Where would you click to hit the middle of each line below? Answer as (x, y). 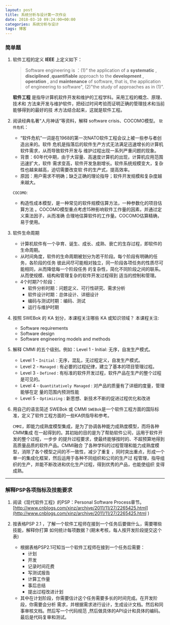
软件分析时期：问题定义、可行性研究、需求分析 (76, 288)
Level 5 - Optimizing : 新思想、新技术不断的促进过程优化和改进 (85, 398)
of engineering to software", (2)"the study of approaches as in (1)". (95, 87)
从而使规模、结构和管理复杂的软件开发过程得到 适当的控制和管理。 (90, 275)
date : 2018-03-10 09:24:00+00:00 (40, 19)
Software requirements (44, 328)
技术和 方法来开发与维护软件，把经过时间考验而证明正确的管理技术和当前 (89, 104)
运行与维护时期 (43, 307)
